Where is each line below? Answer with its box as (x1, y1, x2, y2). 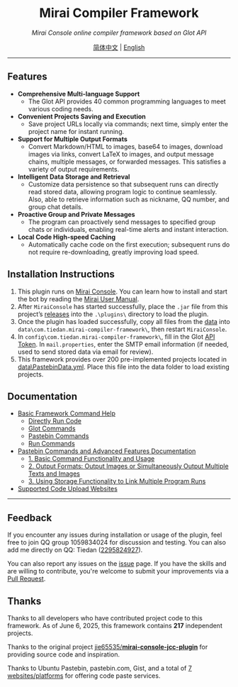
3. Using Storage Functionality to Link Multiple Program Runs (28, 477, 206, 486)
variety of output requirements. (28, 164, 120, 173)
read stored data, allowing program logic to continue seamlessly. (28, 187, 217, 196)
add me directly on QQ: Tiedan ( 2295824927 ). (7, 546, 143, 554)
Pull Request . (7, 574, 46, 583)
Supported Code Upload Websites (17, 484, 118, 493)
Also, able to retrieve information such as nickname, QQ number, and (28, 195, 230, 203)
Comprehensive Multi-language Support (17, 89, 140, 98)
